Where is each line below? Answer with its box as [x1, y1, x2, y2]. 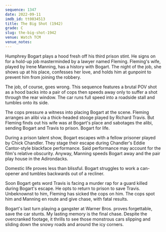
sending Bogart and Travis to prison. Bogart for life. [5, 125, 110, 131]
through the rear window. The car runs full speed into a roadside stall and [5, 94, 155, 100]
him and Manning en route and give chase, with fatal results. [5, 196, 128, 202]
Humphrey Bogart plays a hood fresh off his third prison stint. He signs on [5, 53, 156, 59]
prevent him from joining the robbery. [5, 74, 81, 80]
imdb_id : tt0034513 [5, 16, 46, 21]
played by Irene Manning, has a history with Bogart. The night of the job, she [5, 63, 162, 69]
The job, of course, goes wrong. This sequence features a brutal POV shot [5, 84, 157, 90]
